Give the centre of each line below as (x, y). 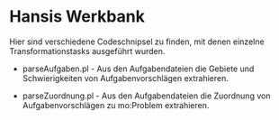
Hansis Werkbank (77, 17)
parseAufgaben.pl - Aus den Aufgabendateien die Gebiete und (138, 69)
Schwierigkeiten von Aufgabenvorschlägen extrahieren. (126, 78)
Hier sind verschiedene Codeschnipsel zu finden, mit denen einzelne (137, 42)
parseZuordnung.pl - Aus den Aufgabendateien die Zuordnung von (146, 96)
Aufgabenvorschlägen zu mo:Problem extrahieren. (116, 105)
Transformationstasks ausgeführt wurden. (87, 51)
